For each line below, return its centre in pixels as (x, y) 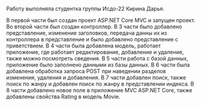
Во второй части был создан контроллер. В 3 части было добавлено (94, 27)
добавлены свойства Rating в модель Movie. (63, 96)
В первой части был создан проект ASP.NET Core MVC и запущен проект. (101, 20)
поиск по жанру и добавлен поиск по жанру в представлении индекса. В (100, 84)
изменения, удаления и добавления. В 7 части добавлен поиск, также (96, 78)
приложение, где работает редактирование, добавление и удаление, (95, 52)
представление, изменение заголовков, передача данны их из (87, 33)
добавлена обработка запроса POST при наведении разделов (86, 71)
